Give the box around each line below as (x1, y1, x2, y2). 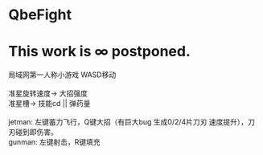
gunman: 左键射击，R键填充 (8, 137, 101, 147)
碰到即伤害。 (14, 127, 58, 137)
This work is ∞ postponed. (8, 43, 191, 61)
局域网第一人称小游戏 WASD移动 (8, 70, 117, 80)
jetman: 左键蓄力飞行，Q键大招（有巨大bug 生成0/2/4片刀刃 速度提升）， (8, 117, 249, 127)
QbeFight (8, 6, 72, 24)
